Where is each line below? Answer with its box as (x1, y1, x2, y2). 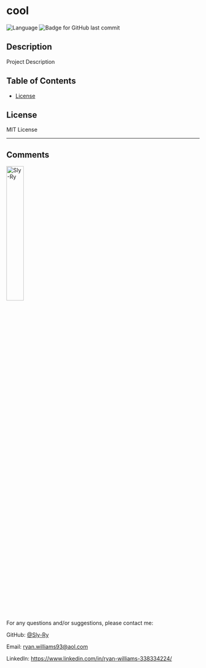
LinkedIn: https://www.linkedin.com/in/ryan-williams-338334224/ (6, 655, 172, 662)
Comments (6, 150, 50, 160)
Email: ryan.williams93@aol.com (6, 643, 88, 650)
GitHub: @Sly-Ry (6, 631, 49, 639)
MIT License (6, 126, 38, 134)
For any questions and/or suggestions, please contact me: (6, 620, 153, 627)
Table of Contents (6, 76, 77, 86)
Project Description (6, 58, 55, 65)
